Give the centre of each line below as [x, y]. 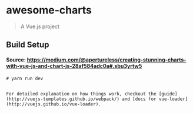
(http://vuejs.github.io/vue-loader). [54, 104]
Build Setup [28, 45]
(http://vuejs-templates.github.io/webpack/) [63, 99]
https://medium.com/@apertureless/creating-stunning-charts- [107, 60]
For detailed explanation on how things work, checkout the [81, 94]
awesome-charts [49, 10]
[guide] [168, 94]
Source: [16, 60]
